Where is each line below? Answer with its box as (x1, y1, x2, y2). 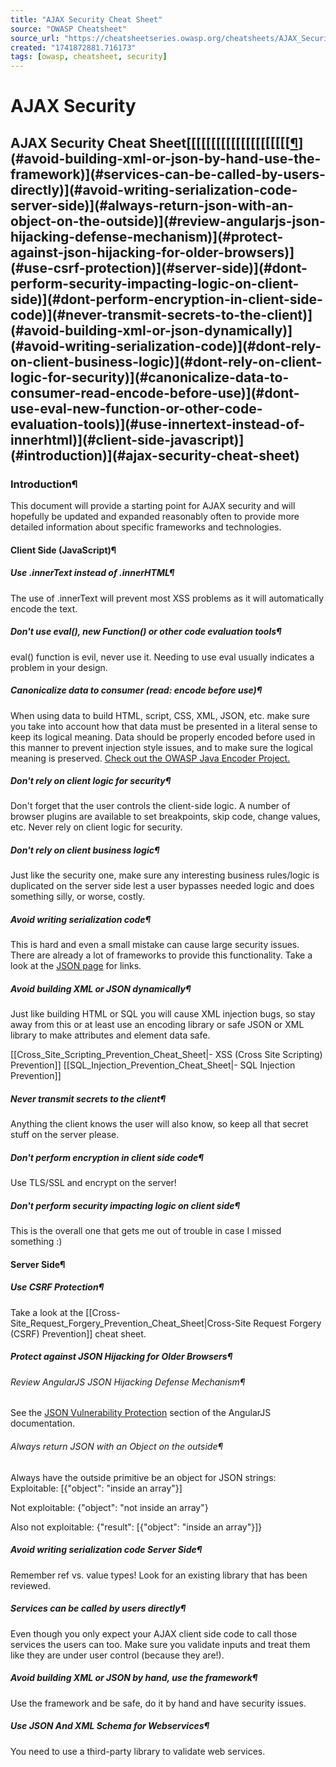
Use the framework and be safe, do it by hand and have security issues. (10, 1697, 307, 1709)
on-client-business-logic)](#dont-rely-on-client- (10, 353, 323, 370)
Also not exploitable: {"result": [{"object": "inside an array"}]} (10, 1521, 263, 1533)
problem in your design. (10, 661, 108, 673)
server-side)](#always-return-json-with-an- (10, 197, 294, 214)
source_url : (10, 33, 60, 43)
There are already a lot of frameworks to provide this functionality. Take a (10, 949, 313, 961)
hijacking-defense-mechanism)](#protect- (10, 228, 284, 245)
